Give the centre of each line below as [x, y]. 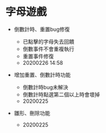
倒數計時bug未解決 [45, 87]
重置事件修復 [38, 56]
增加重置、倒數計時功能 [42, 75]
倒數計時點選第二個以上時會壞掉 [61, 94]
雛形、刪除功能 [32, 113]
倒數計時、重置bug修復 [42, 29]
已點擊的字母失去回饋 [48, 41]
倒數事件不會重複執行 [48, 49]
